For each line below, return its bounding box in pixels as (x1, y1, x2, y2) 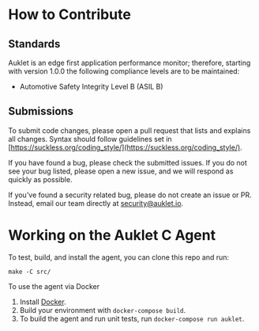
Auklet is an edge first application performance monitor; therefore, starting (8, 58, 251, 67)
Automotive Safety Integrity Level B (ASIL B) (19, 82, 163, 91)
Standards (8, 37, 61, 51)
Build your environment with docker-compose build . (19, 305, 186, 314)
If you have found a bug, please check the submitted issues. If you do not (8, 158, 247, 167)
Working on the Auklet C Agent (8, 226, 216, 244)
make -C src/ (8, 268, 51, 276)
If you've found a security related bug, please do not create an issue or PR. (8, 190, 252, 200)
